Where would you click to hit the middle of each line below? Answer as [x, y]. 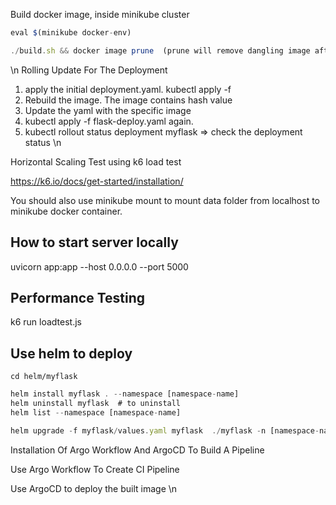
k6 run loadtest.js [46, 322]
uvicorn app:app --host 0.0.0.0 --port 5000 [99, 266]
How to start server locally [94, 242]
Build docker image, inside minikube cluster [100, 14]
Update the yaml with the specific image [108, 110]
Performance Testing [78, 297]
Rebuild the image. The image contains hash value [128, 100]
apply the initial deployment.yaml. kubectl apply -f [128, 89]
